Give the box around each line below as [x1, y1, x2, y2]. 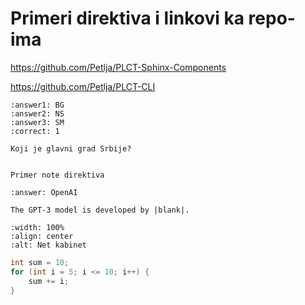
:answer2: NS [10, 108, 65, 119]
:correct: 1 [10, 126, 60, 136]
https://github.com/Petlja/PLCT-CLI [10, 80, 156, 92]
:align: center [10, 231, 74, 241]
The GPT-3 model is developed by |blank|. [10, 205, 190, 215]
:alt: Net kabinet [10, 240, 87, 250]
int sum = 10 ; [10, 257, 70, 267]
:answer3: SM [10, 117, 65, 127]
